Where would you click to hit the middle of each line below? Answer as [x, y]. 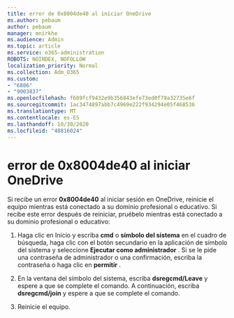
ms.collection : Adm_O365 [43, 72]
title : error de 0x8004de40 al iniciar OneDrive [79, 14]
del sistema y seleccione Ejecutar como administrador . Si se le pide [117, 250]
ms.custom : [23, 79]
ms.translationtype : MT [42, 111]
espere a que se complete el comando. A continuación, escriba [108, 286]
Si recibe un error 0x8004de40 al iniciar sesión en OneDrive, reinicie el [111, 199]
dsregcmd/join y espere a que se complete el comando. [98, 294]
